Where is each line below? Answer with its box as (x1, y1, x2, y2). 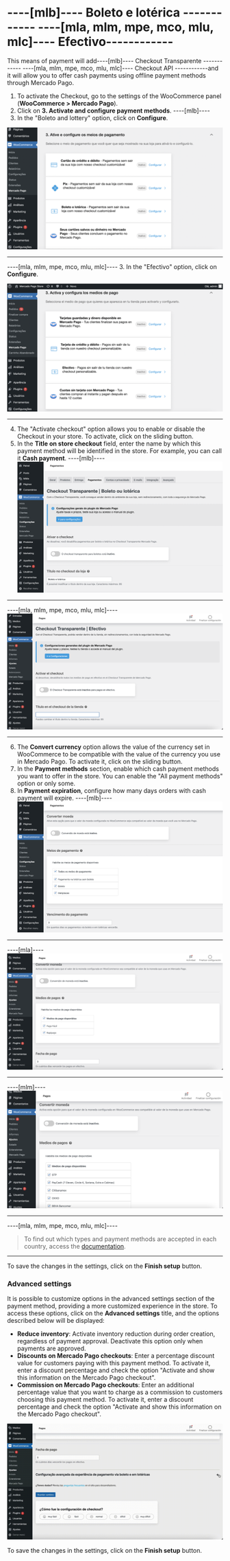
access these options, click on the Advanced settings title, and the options (7, 1309, 220, 1317)
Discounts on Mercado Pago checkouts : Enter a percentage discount (16, 1352, 215, 1360)
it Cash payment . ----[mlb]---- (16, 454, 105, 462)
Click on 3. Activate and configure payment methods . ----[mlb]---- (16, 106, 210, 115)
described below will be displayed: (7, 1317, 105, 1325)
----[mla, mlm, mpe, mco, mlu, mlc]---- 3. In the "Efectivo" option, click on (7, 263, 217, 271)
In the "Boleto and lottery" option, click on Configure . (16, 113, 168, 122)
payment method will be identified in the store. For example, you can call (16, 446, 222, 454)
